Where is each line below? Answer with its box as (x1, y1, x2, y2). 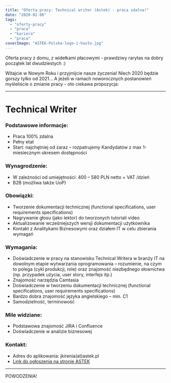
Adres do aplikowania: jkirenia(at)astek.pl (12, 353, 99, 359)
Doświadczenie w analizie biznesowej (12, 328, 93, 334)
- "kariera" (10, 31, 36, 36)
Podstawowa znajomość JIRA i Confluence (12, 323, 103, 329)
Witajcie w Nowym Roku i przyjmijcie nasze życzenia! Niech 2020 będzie (5, 70, 159, 76)
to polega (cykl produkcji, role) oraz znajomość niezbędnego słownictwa (12, 266, 165, 272)
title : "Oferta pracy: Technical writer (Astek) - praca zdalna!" (5, 7, 149, 13)
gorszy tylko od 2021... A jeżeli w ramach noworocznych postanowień (5, 75, 152, 82)
